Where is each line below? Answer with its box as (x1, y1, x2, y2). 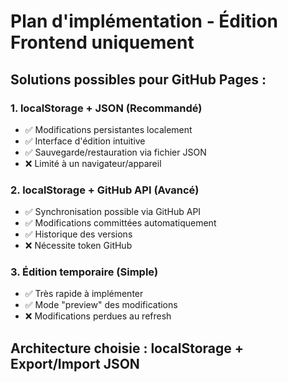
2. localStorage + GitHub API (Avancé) (10, 183, 200, 197)
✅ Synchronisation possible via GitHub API (24, 206, 202, 218)
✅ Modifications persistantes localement (24, 123, 193, 135)
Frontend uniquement (10, 31, 195, 54)
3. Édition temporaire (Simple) (10, 265, 159, 279)
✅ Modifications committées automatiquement (24, 217, 217, 229)
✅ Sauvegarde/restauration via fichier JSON (24, 146, 207, 158)
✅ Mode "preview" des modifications (24, 299, 178, 311)
